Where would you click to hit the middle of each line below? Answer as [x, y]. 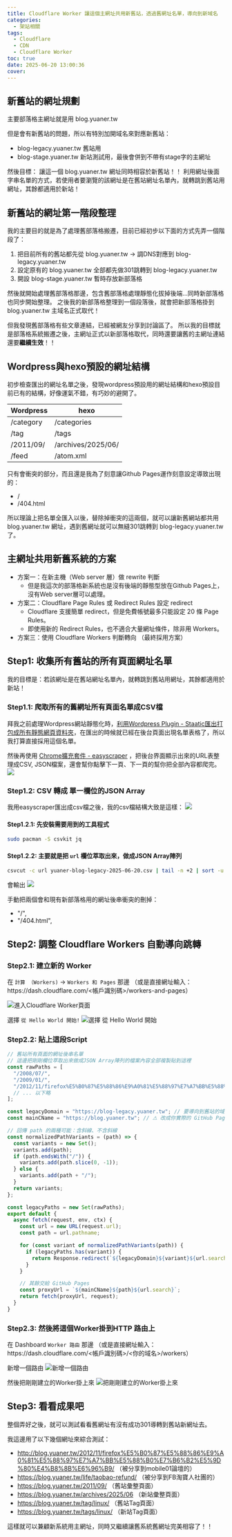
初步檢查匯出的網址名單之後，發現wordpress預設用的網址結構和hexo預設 [111, 384]
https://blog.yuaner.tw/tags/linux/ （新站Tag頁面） [89, 1511]
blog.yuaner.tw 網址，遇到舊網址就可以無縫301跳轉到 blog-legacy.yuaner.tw [115, 526]
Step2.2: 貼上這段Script [47, 1039]
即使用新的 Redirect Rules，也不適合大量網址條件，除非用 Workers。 [125, 629]
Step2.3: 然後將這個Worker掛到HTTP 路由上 [81, 1328]
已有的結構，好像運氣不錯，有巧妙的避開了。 [76, 393]
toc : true [21, 59]
